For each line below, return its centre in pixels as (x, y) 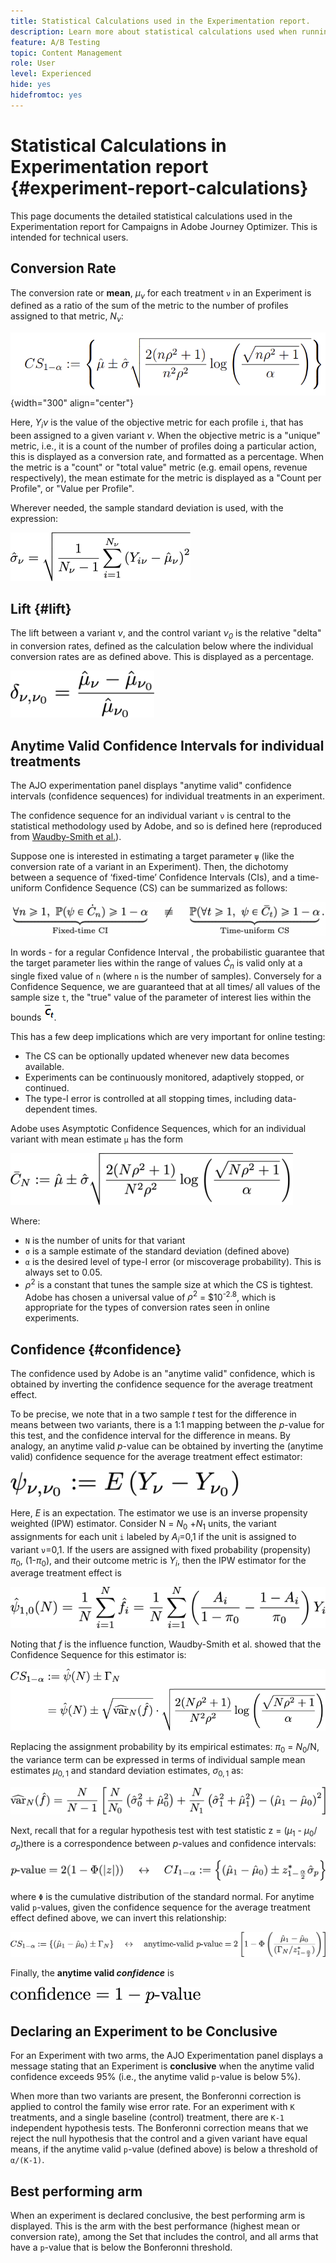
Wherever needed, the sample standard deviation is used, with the (147, 507)
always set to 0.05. (63, 1272)
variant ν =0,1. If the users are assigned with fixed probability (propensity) (161, 1549)
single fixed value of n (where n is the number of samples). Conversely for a (166, 976)
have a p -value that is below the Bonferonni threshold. (121, 2247)
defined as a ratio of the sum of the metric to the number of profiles (149, 306)
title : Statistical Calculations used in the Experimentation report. (160, 21)
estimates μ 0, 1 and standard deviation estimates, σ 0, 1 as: (127, 1771)
